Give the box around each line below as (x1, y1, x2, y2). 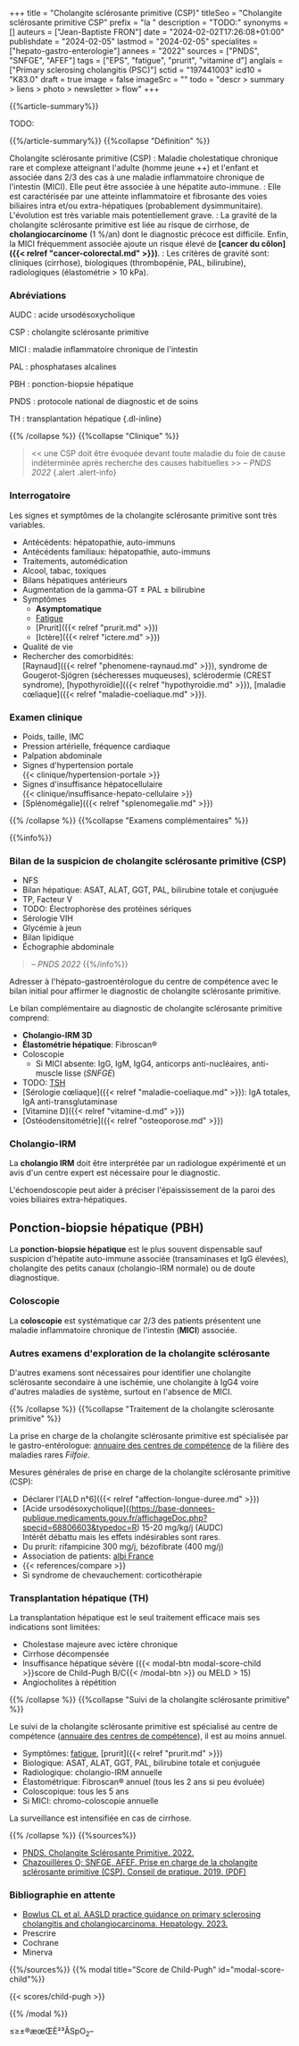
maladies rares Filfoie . (9, 1449, 91, 1460)
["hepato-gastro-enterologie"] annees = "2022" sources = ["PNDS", (9, 46, 261, 56)
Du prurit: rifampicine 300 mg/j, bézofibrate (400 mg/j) (21, 1541, 225, 1551)
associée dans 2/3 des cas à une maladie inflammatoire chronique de (9, 172, 265, 182)
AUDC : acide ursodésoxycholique (9, 309, 136, 320)
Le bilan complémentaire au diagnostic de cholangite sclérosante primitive (9, 1003, 283, 1014)
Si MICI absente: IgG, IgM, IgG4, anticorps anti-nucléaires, (35, 1059, 250, 1069)
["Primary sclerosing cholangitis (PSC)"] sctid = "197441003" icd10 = (9, 64, 262, 75)
